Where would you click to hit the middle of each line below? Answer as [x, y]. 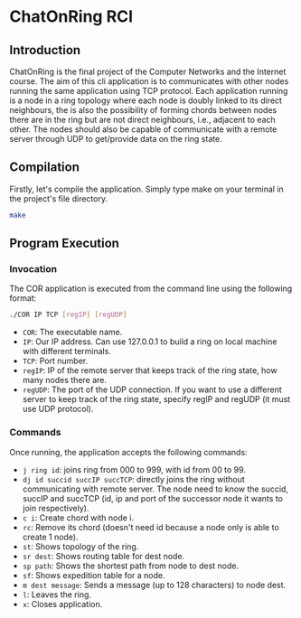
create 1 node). [50, 537]
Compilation [44, 168]
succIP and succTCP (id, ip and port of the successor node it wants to [152, 498]
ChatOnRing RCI [71, 17]
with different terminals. [66, 351]
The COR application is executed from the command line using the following [151, 289]
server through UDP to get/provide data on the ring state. [116, 139]
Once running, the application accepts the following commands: [128, 452]
